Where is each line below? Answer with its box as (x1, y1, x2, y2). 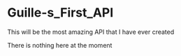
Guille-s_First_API (7, 5, 114, 21)
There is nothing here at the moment (7, 41, 113, 49)
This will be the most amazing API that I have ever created (7, 28, 175, 36)
